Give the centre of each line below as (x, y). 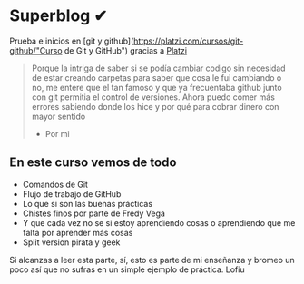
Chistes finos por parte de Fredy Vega (94, 213)
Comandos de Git (55, 184)
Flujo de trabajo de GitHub (72, 194)
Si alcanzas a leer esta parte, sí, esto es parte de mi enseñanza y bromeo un (152, 260)
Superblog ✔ (59, 16)
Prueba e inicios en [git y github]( (72, 41)
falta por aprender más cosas (78, 232)
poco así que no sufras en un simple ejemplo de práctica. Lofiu (127, 269)
